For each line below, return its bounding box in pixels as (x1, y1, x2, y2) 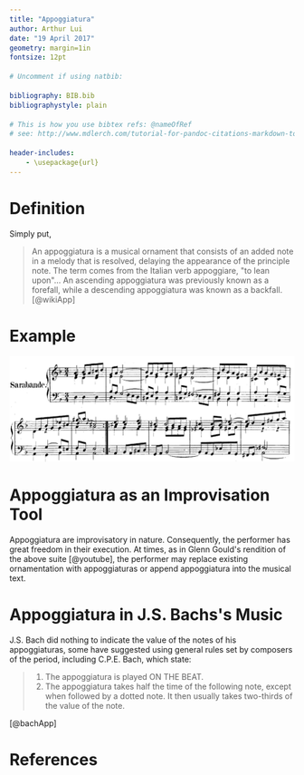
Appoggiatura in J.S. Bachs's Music (9, 604, 283, 625)
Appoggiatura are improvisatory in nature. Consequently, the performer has (9, 534, 291, 545)
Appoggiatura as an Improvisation (9, 485, 271, 505)
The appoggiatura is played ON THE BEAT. (44, 671, 204, 682)
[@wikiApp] (31, 294, 76, 305)
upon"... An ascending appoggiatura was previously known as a (31, 275, 270, 286)
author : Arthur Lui (9, 24, 83, 34)
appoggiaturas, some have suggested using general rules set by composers (9, 644, 293, 654)
